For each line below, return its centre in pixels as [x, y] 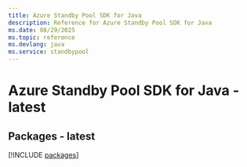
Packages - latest [52, 136]
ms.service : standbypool [49, 52]
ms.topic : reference [42, 37]
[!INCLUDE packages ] [44, 155]
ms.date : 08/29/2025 [42, 30]
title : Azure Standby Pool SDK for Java [75, 15]
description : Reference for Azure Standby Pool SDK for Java [110, 23]
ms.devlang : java [36, 45]
